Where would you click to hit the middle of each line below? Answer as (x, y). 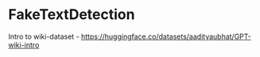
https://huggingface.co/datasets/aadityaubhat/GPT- (166, 36)
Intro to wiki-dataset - (44, 36)
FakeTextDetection (72, 15)
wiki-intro (24, 44)
